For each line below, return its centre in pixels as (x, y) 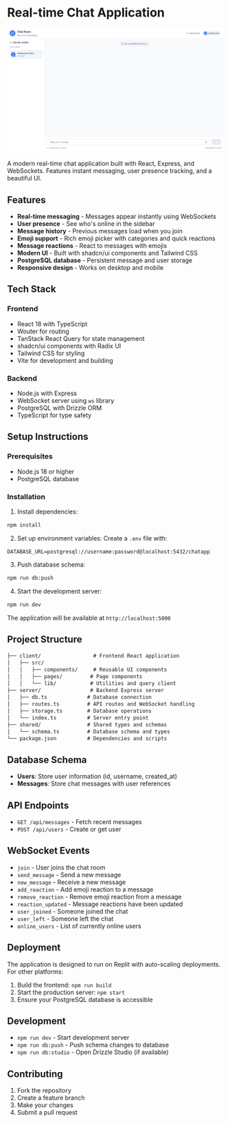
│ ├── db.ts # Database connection (80, 697)
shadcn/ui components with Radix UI (69, 346)
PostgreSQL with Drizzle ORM (59, 408)
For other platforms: (35, 972)
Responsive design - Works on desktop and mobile (90, 267)
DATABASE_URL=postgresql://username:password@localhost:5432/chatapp (109, 552)
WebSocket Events (49, 851)
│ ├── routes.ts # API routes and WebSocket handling (101, 704)
